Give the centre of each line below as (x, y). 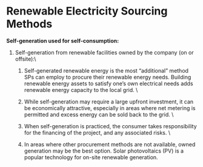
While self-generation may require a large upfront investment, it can (109, 102)
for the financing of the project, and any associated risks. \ (97, 133)
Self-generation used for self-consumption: (63, 41)
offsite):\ (25, 59)
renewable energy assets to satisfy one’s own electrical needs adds (108, 83)
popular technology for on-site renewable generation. (91, 157)
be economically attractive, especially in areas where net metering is (110, 108)
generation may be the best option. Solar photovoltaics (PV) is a (104, 151)
